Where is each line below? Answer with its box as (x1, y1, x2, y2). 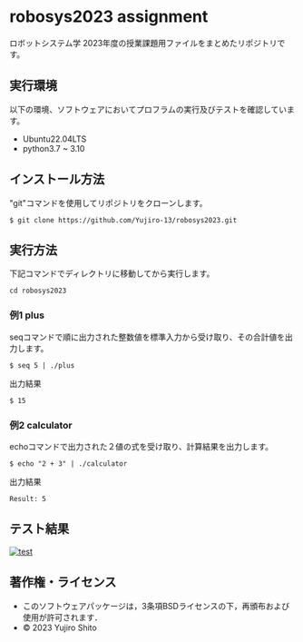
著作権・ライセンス (9, 575, 117, 590)
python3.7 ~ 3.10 (22, 143, 85, 153)
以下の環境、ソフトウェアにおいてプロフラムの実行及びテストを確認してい (9, 104, 288, 114)
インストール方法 (9, 172, 105, 187)
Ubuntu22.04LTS (22, 133, 87, 144)
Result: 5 (9, 494, 47, 503)
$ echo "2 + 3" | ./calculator (9, 459, 128, 469)
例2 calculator (9, 419, 73, 431)
